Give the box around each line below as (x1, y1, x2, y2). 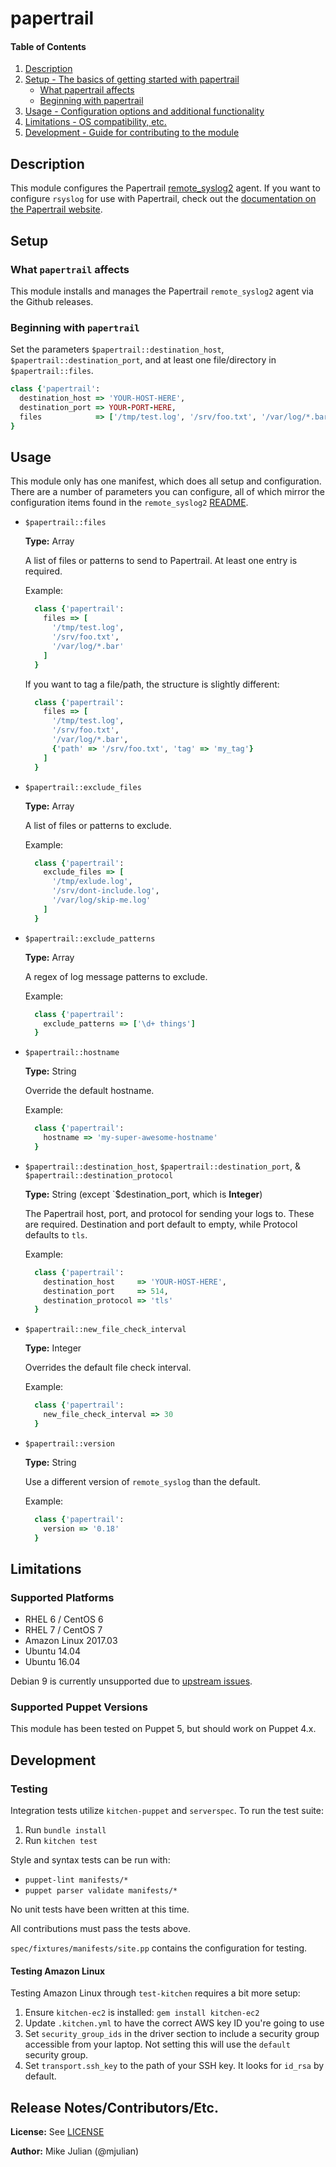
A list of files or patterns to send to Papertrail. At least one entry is (24, 555, 298, 567)
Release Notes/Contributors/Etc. (10, 2099, 219, 2116)
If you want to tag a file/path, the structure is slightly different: (24, 678, 280, 690)
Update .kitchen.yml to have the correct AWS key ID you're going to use (24, 2017, 325, 2029)
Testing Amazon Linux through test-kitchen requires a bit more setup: (10, 1987, 301, 1999)
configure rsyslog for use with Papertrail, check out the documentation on (10, 193, 317, 205)
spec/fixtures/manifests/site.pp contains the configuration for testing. (10, 1942, 308, 1954)
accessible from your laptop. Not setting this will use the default (24, 2038, 291, 2051)
